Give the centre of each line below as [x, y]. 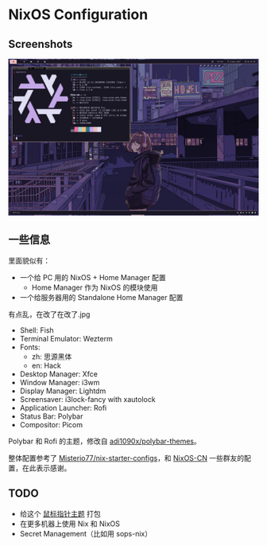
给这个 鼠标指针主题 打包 [60, 513]
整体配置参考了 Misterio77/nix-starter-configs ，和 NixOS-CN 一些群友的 [126, 458]
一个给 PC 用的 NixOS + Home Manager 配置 [93, 277]
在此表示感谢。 [46, 468]
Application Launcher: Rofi [63, 408]
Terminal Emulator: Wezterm [66, 338]
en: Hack [46, 365]
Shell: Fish [37, 330]
